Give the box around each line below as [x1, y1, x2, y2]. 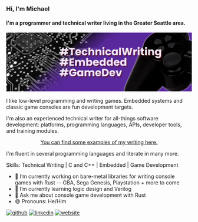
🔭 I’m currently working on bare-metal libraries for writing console [14, 173, 175, 180]
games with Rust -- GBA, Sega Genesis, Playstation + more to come [14, 179, 180, 186]
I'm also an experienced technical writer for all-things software [6, 115, 159, 122]
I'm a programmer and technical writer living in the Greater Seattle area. [6, 19, 186, 26]
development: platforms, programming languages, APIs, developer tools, [6, 121, 182, 128]
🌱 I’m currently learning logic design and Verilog [14, 186, 131, 193]
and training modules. [6, 127, 59, 134]
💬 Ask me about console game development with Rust [14, 191, 146, 199]
